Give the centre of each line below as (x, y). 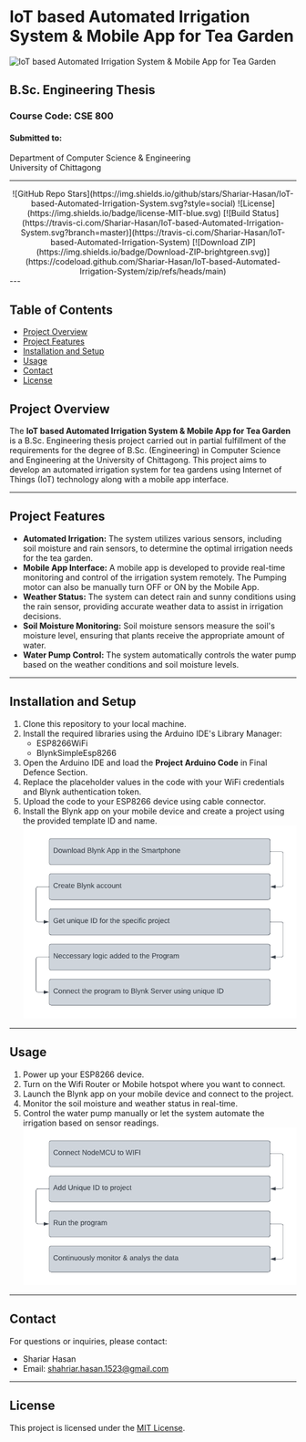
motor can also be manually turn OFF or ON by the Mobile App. (141, 586)
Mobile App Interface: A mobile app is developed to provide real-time (153, 567)
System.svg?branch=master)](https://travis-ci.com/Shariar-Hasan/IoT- (153, 233)
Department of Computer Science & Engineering (100, 158)
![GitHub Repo (39, 194)
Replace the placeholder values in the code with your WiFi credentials (153, 782)
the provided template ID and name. (90, 820)
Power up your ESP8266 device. (83, 1074)
